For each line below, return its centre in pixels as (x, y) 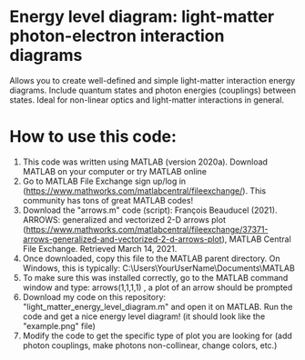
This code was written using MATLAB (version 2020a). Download (145, 162)
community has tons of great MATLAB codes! (108, 200)
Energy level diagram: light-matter (142, 17)
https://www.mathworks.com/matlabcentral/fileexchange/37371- (147, 229)
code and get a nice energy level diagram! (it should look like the (144, 316)
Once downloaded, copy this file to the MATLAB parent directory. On (151, 258)
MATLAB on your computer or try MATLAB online (115, 171)
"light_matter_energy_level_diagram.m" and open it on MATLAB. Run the (158, 306)
